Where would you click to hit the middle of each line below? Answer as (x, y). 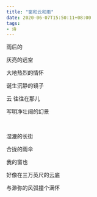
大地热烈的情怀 (25, 73)
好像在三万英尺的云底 (33, 175)
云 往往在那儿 (23, 98)
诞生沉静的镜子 (25, 86)
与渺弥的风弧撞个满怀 (33, 188)
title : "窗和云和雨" (30, 12)
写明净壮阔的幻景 (28, 112)
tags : (13, 23)
